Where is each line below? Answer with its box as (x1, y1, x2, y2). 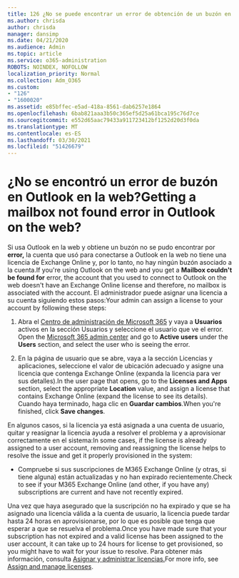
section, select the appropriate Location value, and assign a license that (17, 385, 230, 393)
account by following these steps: (7, 304, 107, 313)
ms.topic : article (7, 51, 62, 58)
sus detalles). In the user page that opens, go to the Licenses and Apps (17, 377, 228, 385)
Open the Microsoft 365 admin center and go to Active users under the (17, 333, 228, 341)
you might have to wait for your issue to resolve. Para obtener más (7, 547, 203, 556)
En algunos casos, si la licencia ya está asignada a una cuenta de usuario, (7, 421, 225, 430)
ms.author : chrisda (7, 17, 66, 24)
